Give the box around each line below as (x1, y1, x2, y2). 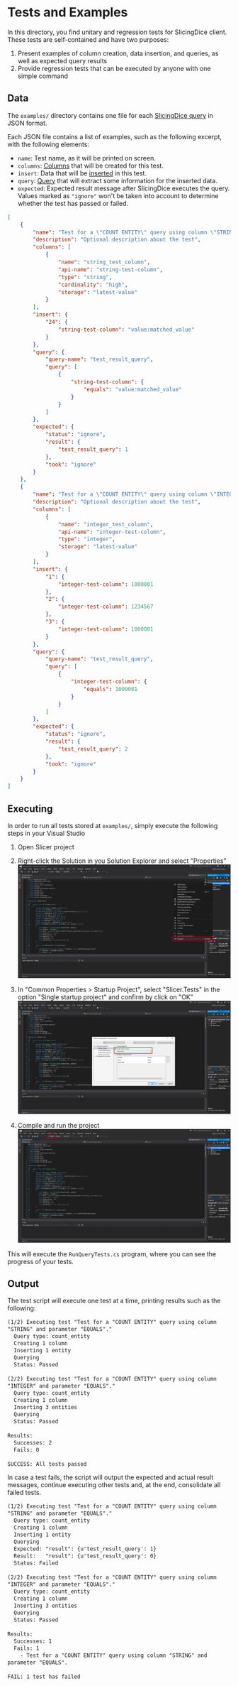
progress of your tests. (7, 1257, 74, 1266)
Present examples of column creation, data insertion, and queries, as (17, 49, 219, 58)
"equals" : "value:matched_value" (83, 386, 182, 393)
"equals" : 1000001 (83, 685, 138, 692)
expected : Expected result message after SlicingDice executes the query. (17, 184, 230, 192)
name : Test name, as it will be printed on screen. (17, 153, 156, 162)
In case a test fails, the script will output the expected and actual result (7, 1473, 214, 1481)
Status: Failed (13, 1560, 59, 1567)
